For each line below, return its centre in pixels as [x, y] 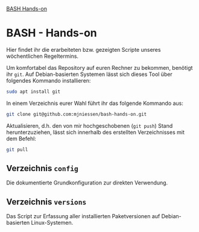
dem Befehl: [21, 139]
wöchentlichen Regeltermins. [43, 56]
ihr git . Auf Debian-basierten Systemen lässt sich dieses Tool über [90, 74]
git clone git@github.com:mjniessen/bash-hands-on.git [77, 114]
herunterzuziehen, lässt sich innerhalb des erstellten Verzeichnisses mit [96, 132]
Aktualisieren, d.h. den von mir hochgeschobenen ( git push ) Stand [90, 125]
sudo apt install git [33, 92]
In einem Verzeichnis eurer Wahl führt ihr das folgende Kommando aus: [95, 103]
